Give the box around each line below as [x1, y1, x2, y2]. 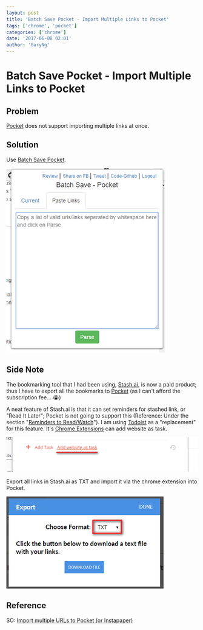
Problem [6, 106, 39, 116]
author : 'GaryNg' [6, 42, 50, 48]
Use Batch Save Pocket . [6, 156, 67, 163]
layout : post [6, 10, 39, 16]
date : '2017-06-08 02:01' [6, 35, 72, 42]
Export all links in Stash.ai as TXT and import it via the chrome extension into [6, 478, 198, 485]
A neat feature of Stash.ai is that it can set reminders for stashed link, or [6, 405, 186, 413]
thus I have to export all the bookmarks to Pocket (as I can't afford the [6, 387, 181, 394]
